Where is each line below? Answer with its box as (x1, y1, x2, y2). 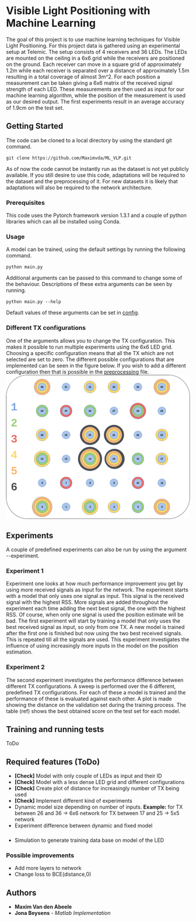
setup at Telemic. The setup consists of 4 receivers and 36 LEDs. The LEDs (6, 48, 188, 55)
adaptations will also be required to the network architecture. (6, 184, 153, 191)
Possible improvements (6, 851, 75, 859)
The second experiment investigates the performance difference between (6, 676, 184, 683)
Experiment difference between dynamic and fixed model (14, 822, 153, 829)
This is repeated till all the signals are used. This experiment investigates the (6, 636, 190, 643)
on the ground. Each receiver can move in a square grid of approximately (6, 60, 182, 68)
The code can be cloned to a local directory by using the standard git (6, 136, 172, 144)
